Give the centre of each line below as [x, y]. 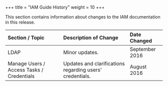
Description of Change [91, 38]
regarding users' [82, 70]
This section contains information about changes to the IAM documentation [83, 17]
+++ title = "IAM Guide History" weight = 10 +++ [55, 7]
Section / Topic [26, 38]
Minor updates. [81, 52]
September [143, 49]
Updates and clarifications [94, 63]
